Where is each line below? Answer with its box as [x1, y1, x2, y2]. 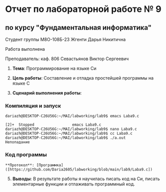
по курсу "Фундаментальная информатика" [5, 23, 152, 32]
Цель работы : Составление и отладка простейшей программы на [12, 75, 154, 81]
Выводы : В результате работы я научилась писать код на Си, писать [12, 176, 161, 182]
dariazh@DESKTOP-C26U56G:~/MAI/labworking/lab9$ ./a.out [5, 135, 126, 140]
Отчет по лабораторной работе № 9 [5, 3, 162, 15]
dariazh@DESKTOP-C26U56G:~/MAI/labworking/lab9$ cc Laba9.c [5, 131, 133, 136]
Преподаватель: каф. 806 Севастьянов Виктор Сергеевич [5, 56, 129, 62]
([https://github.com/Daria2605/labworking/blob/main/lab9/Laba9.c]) [5, 167, 153, 172]
